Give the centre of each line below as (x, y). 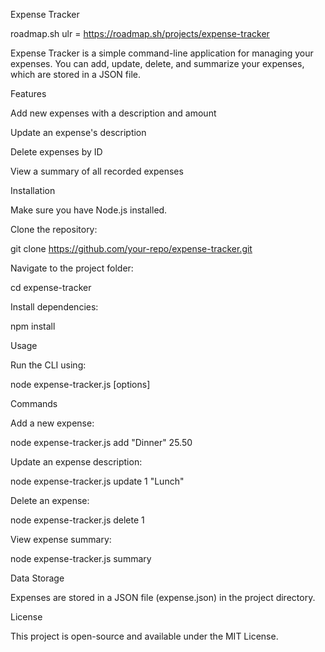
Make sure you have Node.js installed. (89, 210)
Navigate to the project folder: (72, 268)
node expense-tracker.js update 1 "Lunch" (97, 481)
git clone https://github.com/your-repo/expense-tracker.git (131, 248)
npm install (33, 326)
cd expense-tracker (51, 287)
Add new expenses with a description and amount (113, 113)
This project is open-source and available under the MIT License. (144, 636)
